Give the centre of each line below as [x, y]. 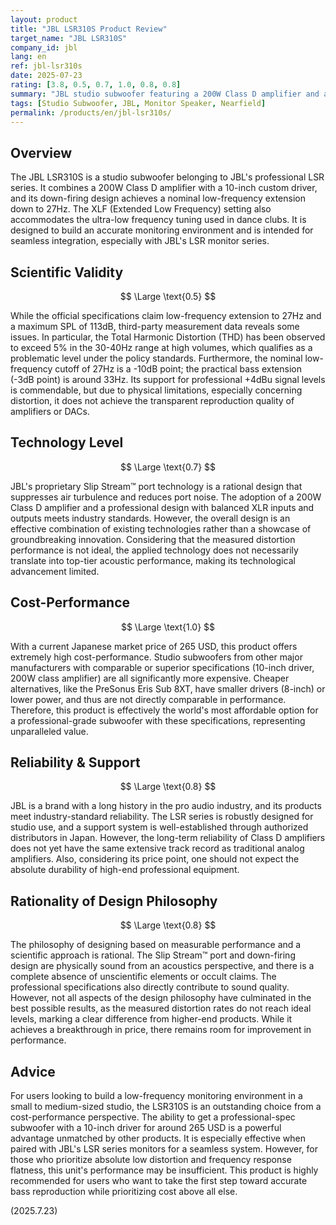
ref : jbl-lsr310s [46, 66]
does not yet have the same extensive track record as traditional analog [157, 848]
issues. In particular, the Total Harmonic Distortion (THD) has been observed [168, 337]
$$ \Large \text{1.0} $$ [168, 627]
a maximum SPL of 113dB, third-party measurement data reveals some [155, 326]
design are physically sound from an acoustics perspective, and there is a [162, 966]
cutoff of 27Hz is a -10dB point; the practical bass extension [178, 369]
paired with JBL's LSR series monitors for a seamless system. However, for [164, 1149]
